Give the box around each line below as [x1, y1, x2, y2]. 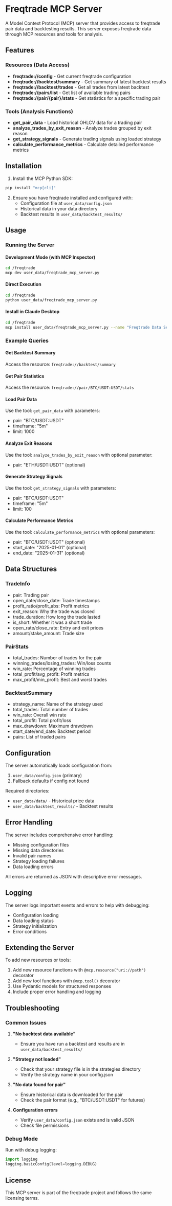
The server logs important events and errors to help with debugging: [5, 902, 150, 908]
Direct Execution [5, 281, 42, 287]
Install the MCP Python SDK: [12, 175, 73, 182]
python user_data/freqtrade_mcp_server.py [5, 297, 97, 302]
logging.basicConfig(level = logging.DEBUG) [5, 1162, 97, 1167]
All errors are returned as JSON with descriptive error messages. [5, 873, 142, 879]
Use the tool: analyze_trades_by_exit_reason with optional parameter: [5, 452, 153, 458]
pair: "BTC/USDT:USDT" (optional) [12, 538, 85, 545]
